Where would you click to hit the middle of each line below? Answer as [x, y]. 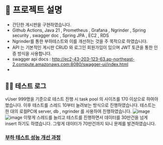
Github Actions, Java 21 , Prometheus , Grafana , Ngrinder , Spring [79, 30]
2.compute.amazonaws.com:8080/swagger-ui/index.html [70, 64]
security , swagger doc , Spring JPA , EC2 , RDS [60, 35]
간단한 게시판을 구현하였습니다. [42, 25]
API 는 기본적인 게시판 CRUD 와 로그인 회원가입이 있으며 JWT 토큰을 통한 [82, 47]
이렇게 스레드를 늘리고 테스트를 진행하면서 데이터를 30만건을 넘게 [86, 117]
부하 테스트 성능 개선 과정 [33, 137]
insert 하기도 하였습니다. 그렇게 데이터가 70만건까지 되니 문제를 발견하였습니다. [81, 123]
